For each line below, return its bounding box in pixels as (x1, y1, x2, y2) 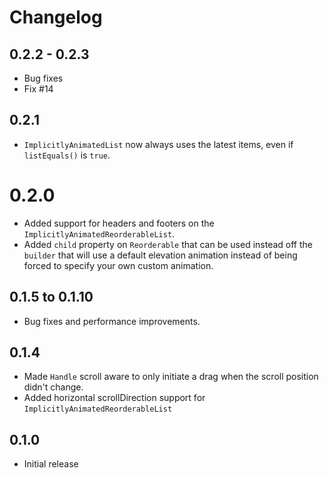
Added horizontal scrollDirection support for (23, 392, 206, 404)
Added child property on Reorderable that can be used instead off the (23, 238, 313, 250)
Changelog (9, 6, 103, 29)
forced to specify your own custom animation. (23, 259, 214, 271)
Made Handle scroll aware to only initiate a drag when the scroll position (23, 371, 319, 383)
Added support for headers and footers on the (23, 217, 215, 229)
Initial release (23, 458, 79, 470)
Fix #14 (23, 83, 54, 95)
